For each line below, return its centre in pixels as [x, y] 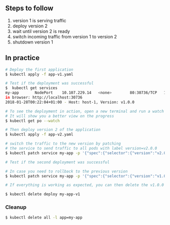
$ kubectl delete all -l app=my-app [44, 218]
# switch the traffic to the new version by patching [63, 144]
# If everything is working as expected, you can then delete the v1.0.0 [85, 185]
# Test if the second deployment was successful [57, 162]
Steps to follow [29, 8]
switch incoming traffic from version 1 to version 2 [65, 36]
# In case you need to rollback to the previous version [67, 171]
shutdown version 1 [33, 42]
